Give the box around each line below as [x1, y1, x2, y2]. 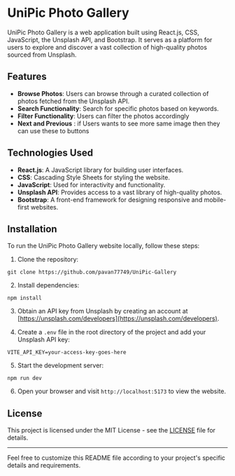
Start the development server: [17, 361, 104, 369]
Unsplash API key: [17, 335, 70, 344]
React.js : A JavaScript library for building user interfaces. [17, 165, 184, 174]
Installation [7, 223, 57, 235]
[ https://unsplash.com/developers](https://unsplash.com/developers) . [17, 314, 220, 323]
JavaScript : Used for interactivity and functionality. [17, 180, 166, 189]
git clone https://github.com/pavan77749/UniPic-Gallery [7, 268, 177, 276]
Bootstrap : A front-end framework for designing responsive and [17, 195, 203, 204]
